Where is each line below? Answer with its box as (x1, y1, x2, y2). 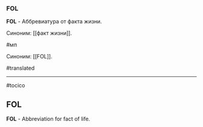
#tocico (6, 82, 25, 89)
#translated (6, 64, 35, 72)
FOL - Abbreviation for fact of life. (6, 116, 91, 123)
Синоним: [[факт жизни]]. (6, 29, 72, 37)
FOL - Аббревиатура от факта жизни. (6, 18, 102, 25)
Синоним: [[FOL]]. (6, 53, 53, 60)
